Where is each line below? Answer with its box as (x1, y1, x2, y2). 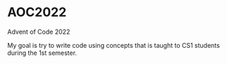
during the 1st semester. (7, 49, 78, 57)
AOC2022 (7, 4, 67, 20)
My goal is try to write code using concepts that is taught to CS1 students (7, 41, 220, 49)
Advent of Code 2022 (7, 27, 70, 36)
